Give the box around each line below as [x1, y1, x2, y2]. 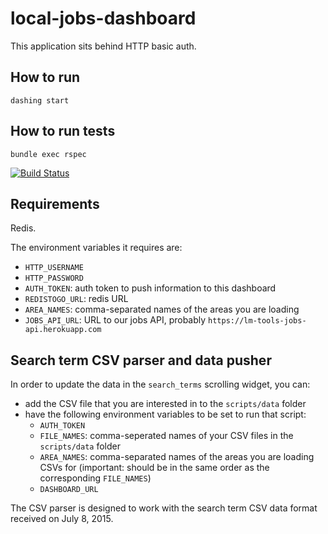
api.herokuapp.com [24, 325, 102, 335]
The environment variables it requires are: [10, 242, 183, 254]
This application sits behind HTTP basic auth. [10, 40, 197, 52]
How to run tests [10, 123, 116, 140]
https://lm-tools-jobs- [208, 316, 307, 326]
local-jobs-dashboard [10, 7, 197, 30]
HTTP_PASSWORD [24, 273, 84, 284]
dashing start [10, 95, 70, 106]
